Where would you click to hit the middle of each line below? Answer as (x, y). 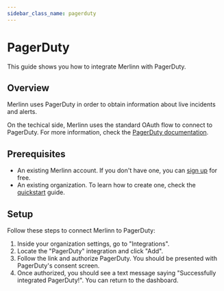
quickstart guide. (41, 192)
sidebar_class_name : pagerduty (52, 13)
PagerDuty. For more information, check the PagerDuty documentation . (108, 132)
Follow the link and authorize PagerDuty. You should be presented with (117, 258)
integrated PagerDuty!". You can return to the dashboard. (98, 280)
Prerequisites (36, 154)
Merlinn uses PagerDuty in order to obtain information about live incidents (111, 104)
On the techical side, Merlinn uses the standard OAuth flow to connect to (110, 125)
